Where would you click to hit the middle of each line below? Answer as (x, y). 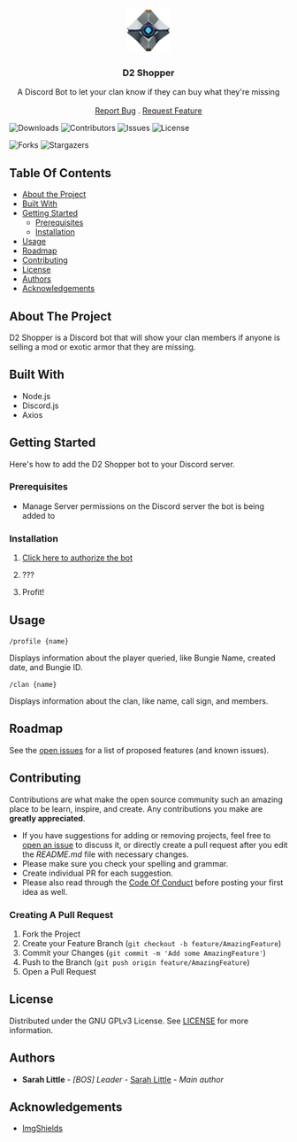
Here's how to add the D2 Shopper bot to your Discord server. (122, 464)
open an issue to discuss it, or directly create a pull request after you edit (155, 845)
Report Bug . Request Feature (148, 111)
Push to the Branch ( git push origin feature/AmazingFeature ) (136, 962)
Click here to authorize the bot (77, 558)
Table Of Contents (61, 173)
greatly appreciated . (47, 818)
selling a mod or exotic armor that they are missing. (103, 347)
